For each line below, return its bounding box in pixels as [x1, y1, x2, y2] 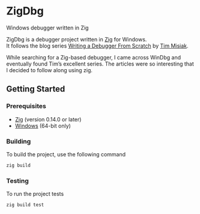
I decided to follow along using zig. [6, 66, 93, 73]
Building [6, 137, 31, 145]
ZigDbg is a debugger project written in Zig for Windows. [6, 35, 147, 43]
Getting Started [6, 84, 65, 94]
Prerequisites [6, 102, 46, 111]
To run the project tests [6, 191, 64, 198]
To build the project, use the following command [6, 150, 126, 157]
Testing [6, 176, 29, 185]
